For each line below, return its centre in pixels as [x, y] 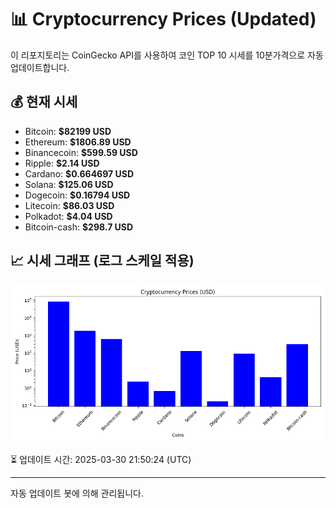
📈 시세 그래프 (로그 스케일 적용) [102, 261]
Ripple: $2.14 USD [62, 163]
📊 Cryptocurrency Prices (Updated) [163, 19]
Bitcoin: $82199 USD [68, 131]
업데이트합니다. [40, 67]
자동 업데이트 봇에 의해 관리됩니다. [77, 493]
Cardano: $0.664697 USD [79, 173]
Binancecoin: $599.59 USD [81, 152]
